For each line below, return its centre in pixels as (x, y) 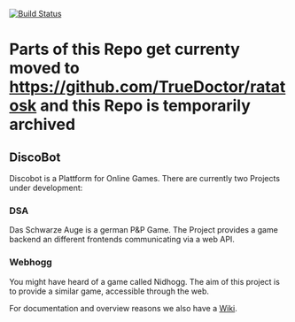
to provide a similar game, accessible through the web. (109, 291)
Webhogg (31, 263)
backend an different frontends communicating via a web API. (122, 240)
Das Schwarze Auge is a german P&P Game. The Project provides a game (144, 230)
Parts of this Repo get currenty (125, 50)
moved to (44, 69)
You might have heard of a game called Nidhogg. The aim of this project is (145, 281)
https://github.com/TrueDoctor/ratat (147, 87)
